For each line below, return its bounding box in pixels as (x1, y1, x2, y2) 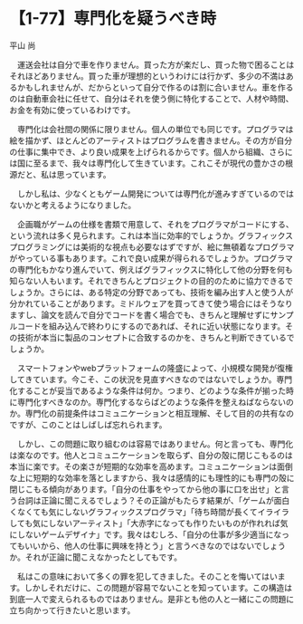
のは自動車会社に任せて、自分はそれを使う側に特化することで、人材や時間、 (9, 92, 294, 104)
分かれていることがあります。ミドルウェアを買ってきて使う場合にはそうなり (9, 298, 294, 309)
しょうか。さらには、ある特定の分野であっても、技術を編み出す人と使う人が (9, 286, 294, 297)
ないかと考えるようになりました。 (9, 199, 137, 210)
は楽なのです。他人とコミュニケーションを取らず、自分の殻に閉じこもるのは (9, 449, 294, 460)
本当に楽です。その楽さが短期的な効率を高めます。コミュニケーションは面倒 (9, 461, 293, 472)
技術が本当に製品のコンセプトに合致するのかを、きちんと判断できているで (16, 331, 295, 342)
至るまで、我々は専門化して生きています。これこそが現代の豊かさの (33, 158, 286, 168)
